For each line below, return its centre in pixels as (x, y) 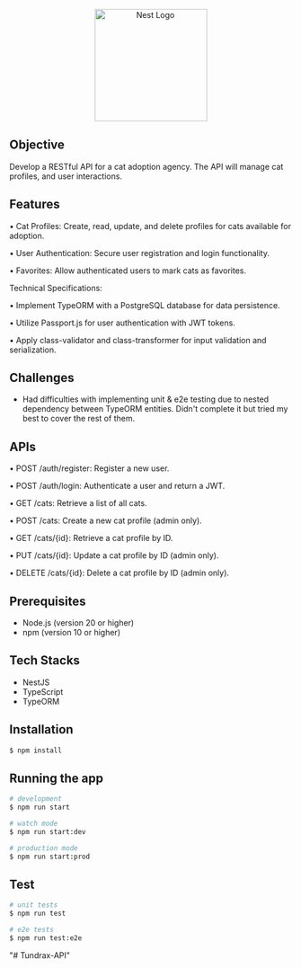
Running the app (56, 778)
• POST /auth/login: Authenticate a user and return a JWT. (117, 486)
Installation (41, 729)
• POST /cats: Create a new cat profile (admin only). (106, 520)
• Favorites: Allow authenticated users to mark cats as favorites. (128, 271)
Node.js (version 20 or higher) (78, 623)
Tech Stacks (45, 661)
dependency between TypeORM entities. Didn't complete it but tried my (155, 409)
